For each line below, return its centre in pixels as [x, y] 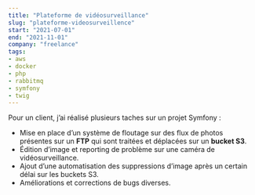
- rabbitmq [26, 81]
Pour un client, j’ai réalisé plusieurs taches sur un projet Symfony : [115, 117]
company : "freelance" [44, 45]
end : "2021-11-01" [38, 37]
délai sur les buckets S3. [59, 175]
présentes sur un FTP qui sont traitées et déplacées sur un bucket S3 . [133, 141]
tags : [17, 52]
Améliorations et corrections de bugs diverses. [95, 183]
